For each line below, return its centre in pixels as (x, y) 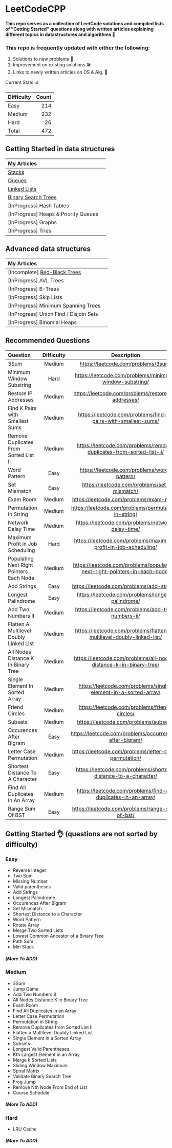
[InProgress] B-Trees (34, 289)
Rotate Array (26, 925)
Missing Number (30, 881)
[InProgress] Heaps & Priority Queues (53, 214)
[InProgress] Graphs (33, 222)
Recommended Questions (48, 341)
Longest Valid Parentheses (41, 1049)
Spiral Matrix (26, 1071)
